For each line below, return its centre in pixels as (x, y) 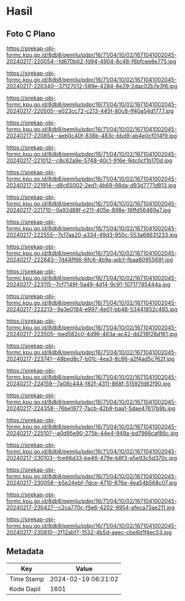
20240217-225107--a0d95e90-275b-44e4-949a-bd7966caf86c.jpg (92, 433)
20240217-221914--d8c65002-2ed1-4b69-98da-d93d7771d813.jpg (91, 185)
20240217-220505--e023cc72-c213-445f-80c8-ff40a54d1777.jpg (90, 111)
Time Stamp (27, 579)
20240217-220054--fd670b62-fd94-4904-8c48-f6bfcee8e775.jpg (91, 61)
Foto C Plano (31, 34)
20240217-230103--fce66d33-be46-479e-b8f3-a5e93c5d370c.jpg (92, 458)
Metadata (25, 551)
